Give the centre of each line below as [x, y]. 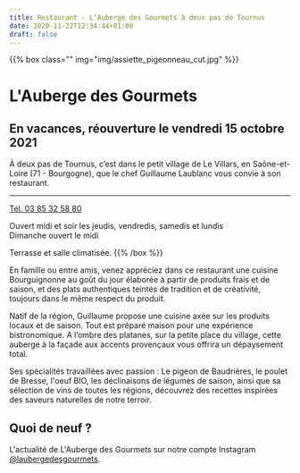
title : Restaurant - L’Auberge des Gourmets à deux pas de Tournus [137, 17]
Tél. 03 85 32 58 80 [46, 209]
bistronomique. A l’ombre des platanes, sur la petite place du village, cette [145, 335]
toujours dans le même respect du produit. [87, 299]
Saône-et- [271, 164]
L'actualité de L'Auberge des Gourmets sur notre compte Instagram [133, 450]
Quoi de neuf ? [50, 428]
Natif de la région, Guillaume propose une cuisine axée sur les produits [139, 316]
